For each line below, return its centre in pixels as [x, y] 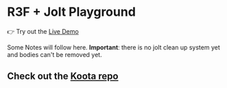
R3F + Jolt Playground [71, 12]
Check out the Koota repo [63, 76]
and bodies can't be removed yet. [55, 54]
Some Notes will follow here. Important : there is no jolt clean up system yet [114, 47]
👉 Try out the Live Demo [43, 31]
